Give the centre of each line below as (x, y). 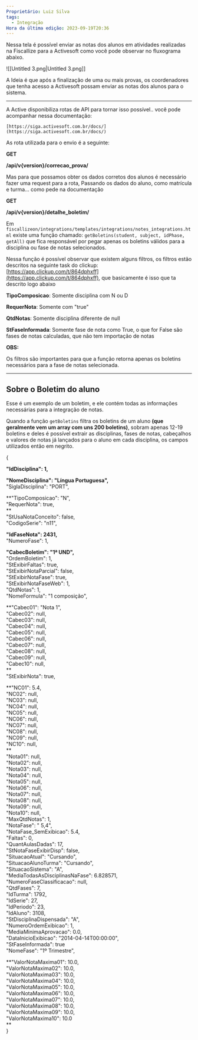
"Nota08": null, (24, 800)
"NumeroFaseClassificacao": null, (47, 882)
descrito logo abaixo (31, 284)
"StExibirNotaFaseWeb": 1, (38, 583)
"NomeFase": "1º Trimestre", (41, 951)
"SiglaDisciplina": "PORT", (38, 487)
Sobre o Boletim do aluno (53, 389)
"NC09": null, (22, 738)
